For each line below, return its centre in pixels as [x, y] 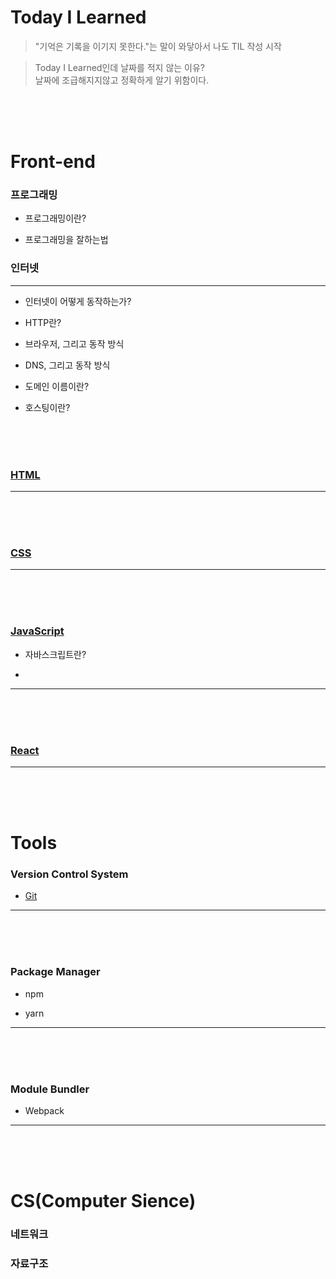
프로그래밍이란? [55, 218]
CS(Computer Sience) [103, 1201]
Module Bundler [50, 1089]
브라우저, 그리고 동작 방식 [74, 343]
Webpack [44, 1110]
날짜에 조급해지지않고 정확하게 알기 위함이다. [122, 80]
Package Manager [55, 972]
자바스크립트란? [55, 654]
